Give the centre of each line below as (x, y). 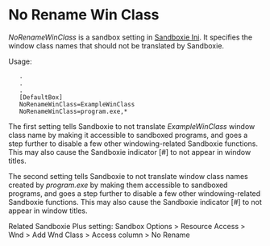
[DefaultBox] (41, 97)
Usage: (20, 61)
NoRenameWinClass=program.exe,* (73, 111)
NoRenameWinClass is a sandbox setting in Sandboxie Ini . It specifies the (130, 37)
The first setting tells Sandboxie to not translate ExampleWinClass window (132, 126)
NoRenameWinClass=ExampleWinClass (77, 104)
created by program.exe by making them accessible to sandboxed (118, 185)
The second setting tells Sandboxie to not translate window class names (128, 176)
